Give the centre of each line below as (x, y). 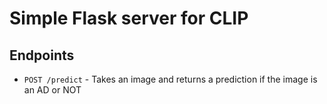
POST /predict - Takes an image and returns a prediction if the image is (170, 79)
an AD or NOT (52, 90)
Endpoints (42, 55)
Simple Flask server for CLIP (129, 18)
